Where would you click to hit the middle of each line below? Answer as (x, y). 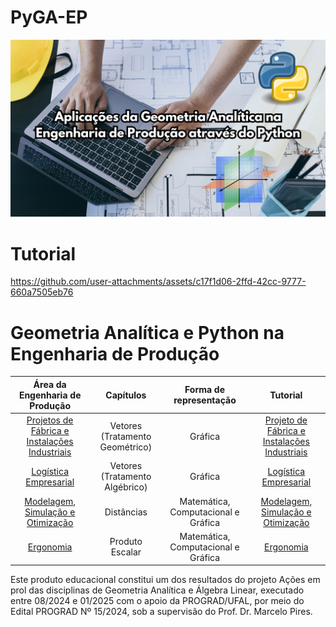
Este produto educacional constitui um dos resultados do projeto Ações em (165, 580)
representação (205, 400)
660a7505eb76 (42, 292)
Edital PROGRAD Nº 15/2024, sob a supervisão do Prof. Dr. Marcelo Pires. (161, 612)
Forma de (205, 390)
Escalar (126, 552)
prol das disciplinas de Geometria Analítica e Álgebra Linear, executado (157, 590)
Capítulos (126, 395)
